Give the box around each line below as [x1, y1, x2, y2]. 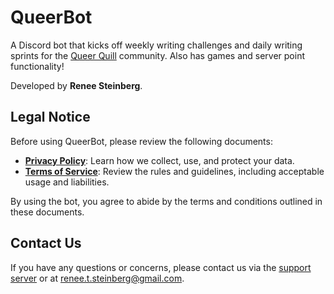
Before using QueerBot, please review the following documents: [10, 135, 273, 147]
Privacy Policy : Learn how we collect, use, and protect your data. [24, 154, 295, 166]
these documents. [10, 206, 85, 218]
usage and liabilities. [24, 176, 110, 188]
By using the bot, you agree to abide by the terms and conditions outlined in [10, 195, 323, 207]
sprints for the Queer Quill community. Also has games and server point [10, 49, 305, 61]
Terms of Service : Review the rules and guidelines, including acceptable [24, 165, 325, 177]
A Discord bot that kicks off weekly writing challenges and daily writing [10, 39, 303, 51]
